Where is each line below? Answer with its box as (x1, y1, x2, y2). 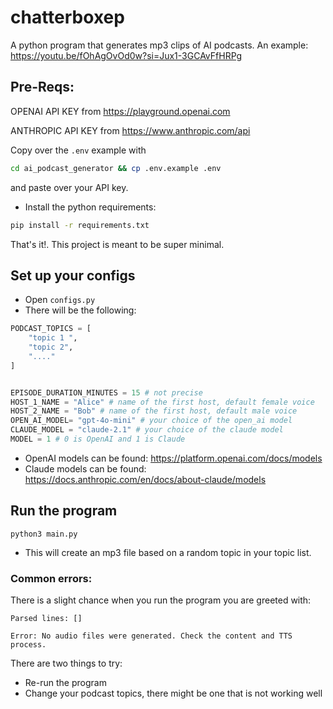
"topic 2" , (28, 342, 74, 353)
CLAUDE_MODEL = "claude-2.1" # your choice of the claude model (10, 425, 284, 435)
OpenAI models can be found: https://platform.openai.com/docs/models (24, 452, 323, 464)
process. (10, 640, 47, 650)
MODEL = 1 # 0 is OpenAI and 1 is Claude (10, 434, 186, 445)
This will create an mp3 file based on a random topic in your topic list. (24, 546, 312, 558)
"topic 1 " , (28, 333, 78, 343)
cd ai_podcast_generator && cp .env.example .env (10, 163, 222, 173)
